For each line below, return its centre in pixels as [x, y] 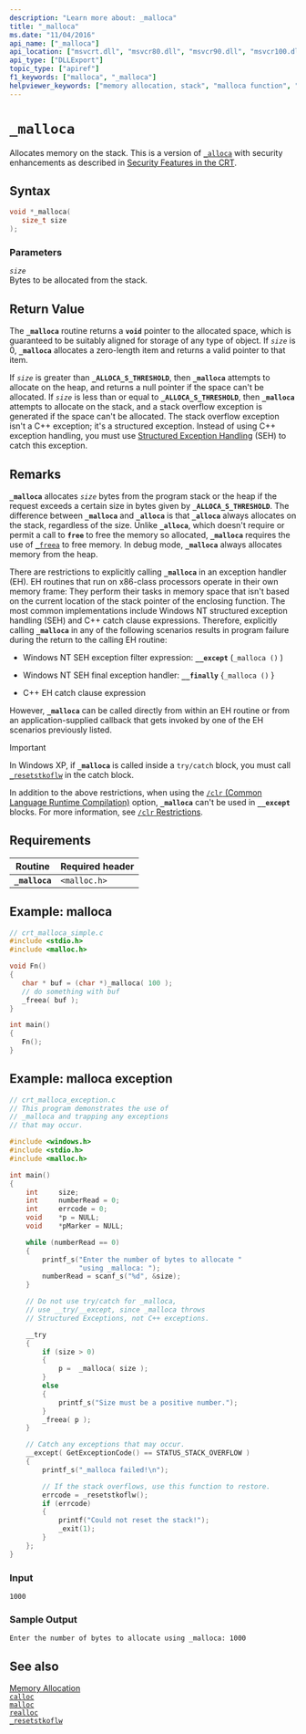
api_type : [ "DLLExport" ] [56, 60]
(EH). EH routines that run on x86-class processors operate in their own [144, 581]
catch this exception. [49, 446]
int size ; [52, 1192]
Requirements [50, 841]
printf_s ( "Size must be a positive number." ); [148, 1402]
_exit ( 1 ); [76, 1529]
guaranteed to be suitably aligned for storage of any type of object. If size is [153, 341]
